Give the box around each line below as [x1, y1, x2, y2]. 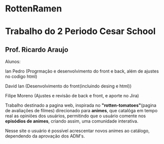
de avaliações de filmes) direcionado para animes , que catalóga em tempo [5, 108, 158, 114]
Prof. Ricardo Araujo [5, 45, 69, 54]
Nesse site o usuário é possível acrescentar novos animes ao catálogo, [5, 128, 150, 134]
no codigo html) [5, 73, 38, 79]
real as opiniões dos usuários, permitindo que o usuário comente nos [5, 113, 146, 119]
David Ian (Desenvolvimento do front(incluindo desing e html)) [5, 83, 132, 89]
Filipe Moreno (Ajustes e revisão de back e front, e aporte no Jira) [5, 93, 139, 99]
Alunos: [5, 59, 21, 65]
